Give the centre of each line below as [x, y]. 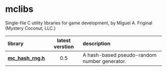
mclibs [19, 9]
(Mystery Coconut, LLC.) [30, 28]
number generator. [105, 61]
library [16, 43]
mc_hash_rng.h [26, 58]
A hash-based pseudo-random [120, 55]
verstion [64, 47]
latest [64, 40]
